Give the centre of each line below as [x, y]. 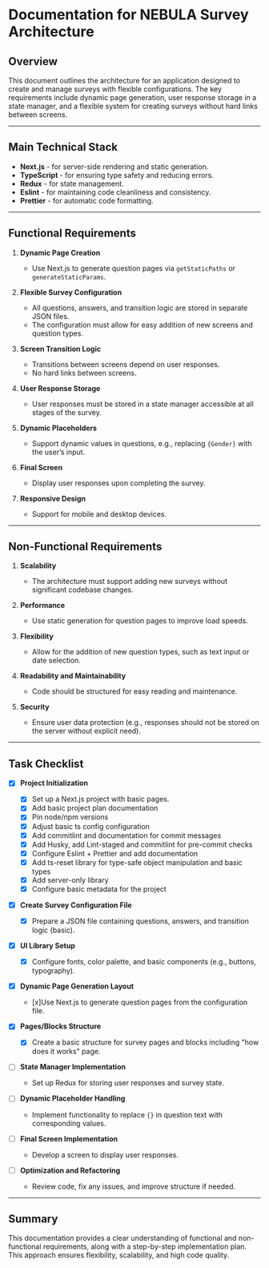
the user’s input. [58, 452]
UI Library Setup [48, 946]
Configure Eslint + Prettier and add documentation [115, 853]
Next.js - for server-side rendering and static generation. [114, 167]
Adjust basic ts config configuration [91, 826]
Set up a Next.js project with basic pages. [100, 799]
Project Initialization [54, 783]
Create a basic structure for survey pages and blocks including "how [145, 1042]
